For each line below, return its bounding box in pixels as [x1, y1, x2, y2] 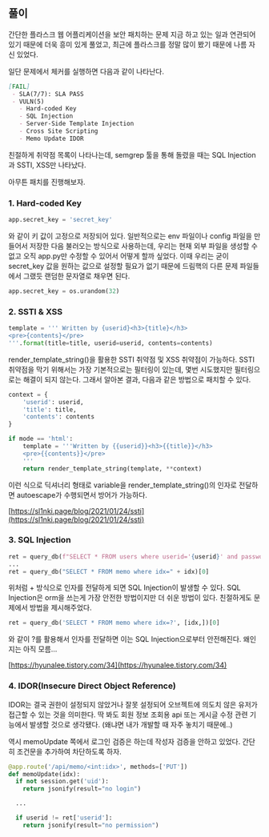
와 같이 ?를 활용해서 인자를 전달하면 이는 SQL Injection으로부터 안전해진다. [8, 635, 242, 644]
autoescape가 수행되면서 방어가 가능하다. [16, 490, 148, 499]
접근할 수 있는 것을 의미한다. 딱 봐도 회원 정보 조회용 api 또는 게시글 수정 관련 [8, 710, 248, 719]
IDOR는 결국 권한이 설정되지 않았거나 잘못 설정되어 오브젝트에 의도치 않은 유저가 [8, 699, 258, 709]
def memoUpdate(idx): [8, 770, 81, 778]
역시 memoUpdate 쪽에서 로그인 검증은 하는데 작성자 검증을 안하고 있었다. [8, 736, 241, 746]
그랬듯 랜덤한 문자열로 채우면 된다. [22, 270, 130, 281]
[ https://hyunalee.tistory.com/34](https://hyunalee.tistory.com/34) [8, 660, 227, 670]
